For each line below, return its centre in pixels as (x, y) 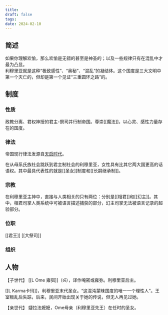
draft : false (19, 14)
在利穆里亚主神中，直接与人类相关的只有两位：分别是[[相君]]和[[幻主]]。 (79, 197)
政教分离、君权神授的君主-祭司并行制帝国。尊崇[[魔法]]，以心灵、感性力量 (82, 121)
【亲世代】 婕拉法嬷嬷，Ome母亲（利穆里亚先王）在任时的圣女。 (72, 307)
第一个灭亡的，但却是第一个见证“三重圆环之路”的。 (57, 77)
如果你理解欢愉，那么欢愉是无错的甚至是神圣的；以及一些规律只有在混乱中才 (84, 58)
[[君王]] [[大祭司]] (23, 235)
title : (12, 10)
